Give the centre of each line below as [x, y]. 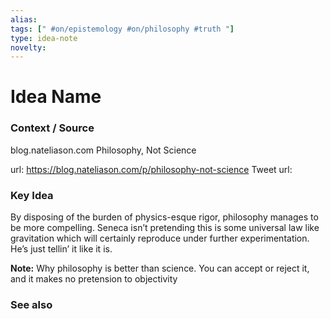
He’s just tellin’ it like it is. [61, 249]
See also [31, 304]
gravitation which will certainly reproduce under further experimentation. [160, 238]
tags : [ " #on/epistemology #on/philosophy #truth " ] [122, 29]
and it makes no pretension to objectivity [94, 279]
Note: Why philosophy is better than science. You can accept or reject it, [160, 268]
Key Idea [32, 195]
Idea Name [56, 97]
